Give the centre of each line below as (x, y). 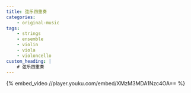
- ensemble (30, 39)
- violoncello (34, 56)
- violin (28, 45)
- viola (26, 50)
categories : (21, 17)
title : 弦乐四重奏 (27, 12)
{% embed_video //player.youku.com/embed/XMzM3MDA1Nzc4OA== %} (96, 84)
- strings (29, 34)
